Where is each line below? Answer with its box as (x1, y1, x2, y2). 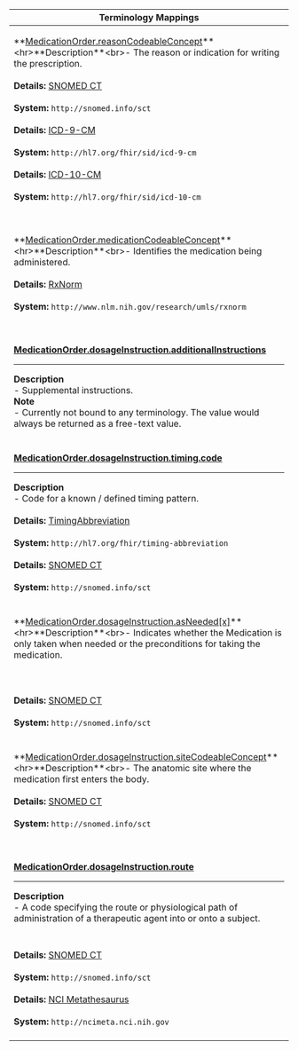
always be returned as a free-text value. (13, 417, 182, 430)
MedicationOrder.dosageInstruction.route (13, 861, 194, 872)
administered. (13, 257, 71, 268)
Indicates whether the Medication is (132, 627, 282, 638)
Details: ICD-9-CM (13, 124, 96, 136)
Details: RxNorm (13, 279, 82, 290)
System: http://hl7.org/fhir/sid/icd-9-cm (13, 146, 197, 158)
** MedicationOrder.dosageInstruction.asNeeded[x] (13, 616, 231, 628)
